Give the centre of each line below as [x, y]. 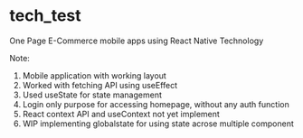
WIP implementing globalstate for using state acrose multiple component [158, 124]
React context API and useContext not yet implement [121, 114]
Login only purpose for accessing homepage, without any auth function [156, 104]
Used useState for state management [92, 95]
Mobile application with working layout [95, 75]
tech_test [45, 16]
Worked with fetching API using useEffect [100, 85]
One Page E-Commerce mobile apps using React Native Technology [137, 41]
